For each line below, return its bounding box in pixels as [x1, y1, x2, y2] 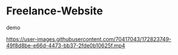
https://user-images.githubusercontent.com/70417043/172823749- [6, 35, 172, 42]
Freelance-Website [6, 4, 103, 18]
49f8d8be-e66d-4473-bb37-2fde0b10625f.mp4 [6, 42, 125, 49]
